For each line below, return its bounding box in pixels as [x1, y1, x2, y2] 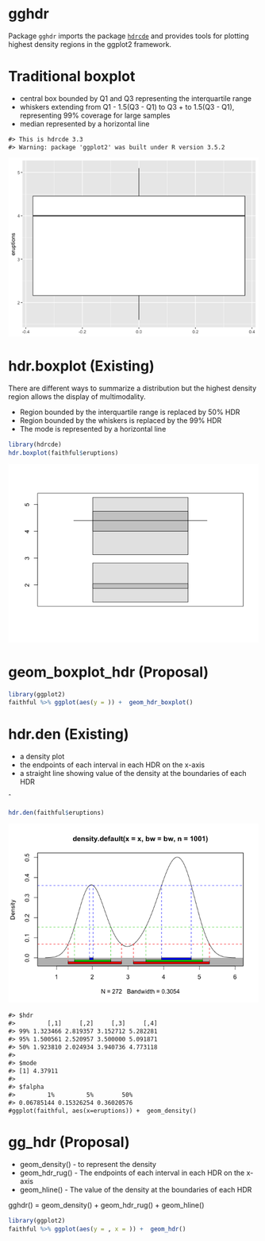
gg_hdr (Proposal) [8, 1134, 130, 1151]
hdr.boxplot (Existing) [8, 357, 155, 375]
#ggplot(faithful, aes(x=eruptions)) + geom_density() [8, 1107, 197, 1115]
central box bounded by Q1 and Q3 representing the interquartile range [19, 93, 252, 103]
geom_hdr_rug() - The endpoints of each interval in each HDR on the [19, 1168, 245, 1177]
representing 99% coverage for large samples [19, 111, 171, 120]
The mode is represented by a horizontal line [19, 424, 167, 433]
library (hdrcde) [8, 440, 62, 448]
